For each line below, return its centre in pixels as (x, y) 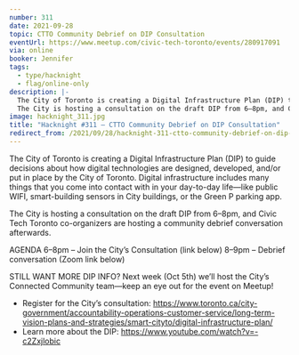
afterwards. (30, 232)
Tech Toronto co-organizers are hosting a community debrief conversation (146, 222)
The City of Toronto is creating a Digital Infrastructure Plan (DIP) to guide (142, 158)
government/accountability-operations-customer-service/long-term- (149, 312)
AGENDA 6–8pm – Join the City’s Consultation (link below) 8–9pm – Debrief (147, 249)
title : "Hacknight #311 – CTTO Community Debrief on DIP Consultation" (145, 125)
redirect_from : (37, 133)
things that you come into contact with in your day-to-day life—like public (144, 187)
